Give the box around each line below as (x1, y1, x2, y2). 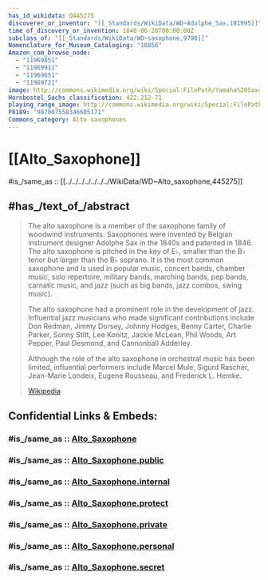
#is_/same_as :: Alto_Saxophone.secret (8, 562, 165, 573)
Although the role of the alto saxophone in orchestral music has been (27, 353, 255, 363)
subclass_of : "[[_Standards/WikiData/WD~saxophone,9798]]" (8, 34, 209, 42)
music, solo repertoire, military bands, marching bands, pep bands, (27, 272, 249, 281)
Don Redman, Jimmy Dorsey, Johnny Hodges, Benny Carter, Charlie (27, 321, 252, 331)
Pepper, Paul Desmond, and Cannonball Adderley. (27, 338, 193, 348)
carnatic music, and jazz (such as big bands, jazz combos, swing (27, 280, 242, 290)
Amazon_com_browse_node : (8, 49, 91, 57)
